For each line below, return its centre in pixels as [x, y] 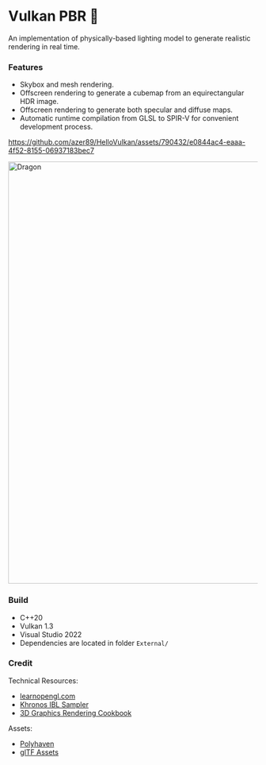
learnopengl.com [47, 696]
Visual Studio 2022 [51, 634]
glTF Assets [39, 752]
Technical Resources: [44, 680]
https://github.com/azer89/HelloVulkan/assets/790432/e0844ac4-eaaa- [127, 142]
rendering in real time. [44, 46]
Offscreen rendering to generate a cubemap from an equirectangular [132, 93]
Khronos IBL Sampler [54, 704]
